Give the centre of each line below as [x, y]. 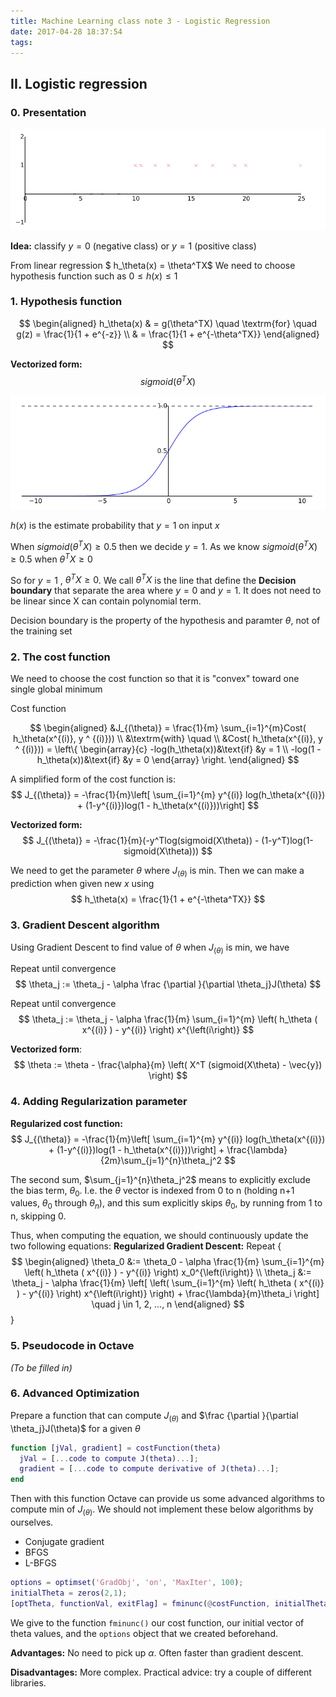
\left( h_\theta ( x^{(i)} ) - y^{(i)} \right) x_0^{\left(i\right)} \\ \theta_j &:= [168, 1272]
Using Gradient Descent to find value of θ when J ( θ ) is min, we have [150, 948]
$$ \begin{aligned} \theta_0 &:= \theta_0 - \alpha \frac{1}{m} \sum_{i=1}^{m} [168, 1262]
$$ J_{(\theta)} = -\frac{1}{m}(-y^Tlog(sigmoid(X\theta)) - [141, 841]
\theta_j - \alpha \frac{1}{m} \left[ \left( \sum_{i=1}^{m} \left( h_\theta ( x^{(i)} [168, 1283]
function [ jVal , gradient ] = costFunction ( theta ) [116, 1448]
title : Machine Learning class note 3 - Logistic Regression [140, 21]
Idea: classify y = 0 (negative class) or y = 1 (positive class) [133, 246]
